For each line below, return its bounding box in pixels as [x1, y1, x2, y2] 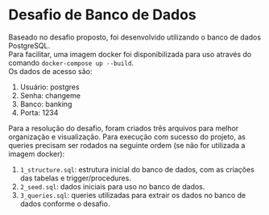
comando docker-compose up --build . [8, 58, 134, 68]
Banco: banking [19, 99, 72, 109]
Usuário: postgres [19, 82, 80, 92]
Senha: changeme [19, 90, 81, 100]
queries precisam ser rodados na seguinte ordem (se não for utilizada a [8, 140, 246, 150]
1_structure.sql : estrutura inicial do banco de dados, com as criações [19, 164, 255, 174]
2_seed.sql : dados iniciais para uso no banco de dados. [19, 181, 205, 191]
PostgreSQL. [8, 40, 51, 50]
